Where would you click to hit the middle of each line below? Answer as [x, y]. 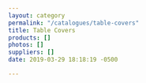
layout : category [37, 15]
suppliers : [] [32, 52]
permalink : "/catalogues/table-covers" [74, 23]
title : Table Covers [42, 30]
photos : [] [26, 45]
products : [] [30, 38]
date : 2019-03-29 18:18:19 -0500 [63, 60]
